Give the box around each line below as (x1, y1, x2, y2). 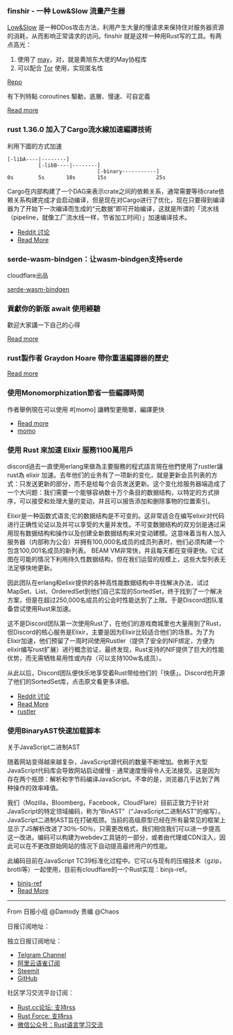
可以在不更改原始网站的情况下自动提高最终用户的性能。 (12, 842, 171, 850)
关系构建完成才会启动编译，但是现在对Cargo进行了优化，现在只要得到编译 (12, 196, 225, 204)
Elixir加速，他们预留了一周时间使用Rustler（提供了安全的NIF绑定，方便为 (7, 637, 215, 645)
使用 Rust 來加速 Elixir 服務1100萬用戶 (7, 445, 134, 455)
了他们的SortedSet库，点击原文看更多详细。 (7, 678, 133, 686)
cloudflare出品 (7, 271, 49, 279)
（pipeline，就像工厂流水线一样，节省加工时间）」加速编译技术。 (7, 213, 191, 221)
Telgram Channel (17, 951, 67, 959)
